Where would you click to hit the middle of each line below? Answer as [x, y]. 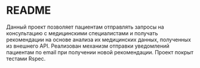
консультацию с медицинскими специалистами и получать [82, 33]
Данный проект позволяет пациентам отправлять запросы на [85, 27]
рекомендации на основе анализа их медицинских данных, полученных [99, 39]
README [29, 10]
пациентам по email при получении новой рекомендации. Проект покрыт [100, 52]
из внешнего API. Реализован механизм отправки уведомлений [88, 46]
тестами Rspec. [26, 58]
